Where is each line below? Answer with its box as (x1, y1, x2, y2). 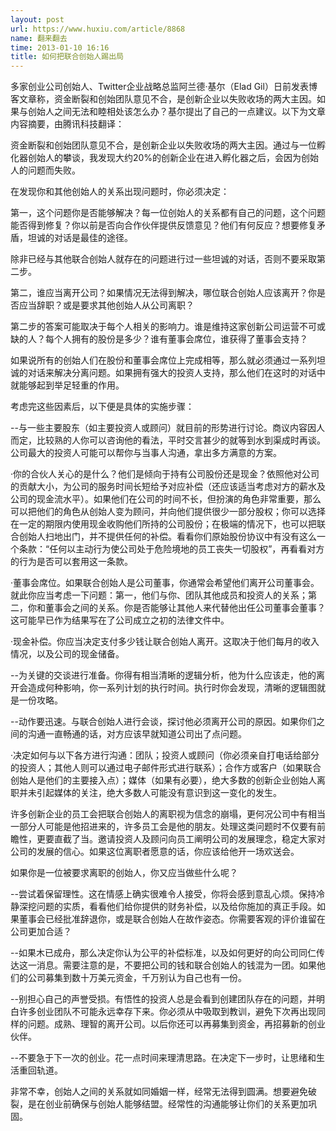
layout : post (10, 14, 65, 25)
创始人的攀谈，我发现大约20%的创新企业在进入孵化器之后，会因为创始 (27, 152, 320, 164)
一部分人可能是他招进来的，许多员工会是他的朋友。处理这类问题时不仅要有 (10, 821, 317, 833)
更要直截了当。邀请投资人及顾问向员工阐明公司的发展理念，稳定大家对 (36, 833, 326, 845)
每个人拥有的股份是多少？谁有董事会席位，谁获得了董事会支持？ (44, 333, 308, 345)
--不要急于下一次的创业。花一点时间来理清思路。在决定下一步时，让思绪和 (10, 1052, 317, 1064)
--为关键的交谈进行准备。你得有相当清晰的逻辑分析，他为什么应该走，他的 (10, 669, 317, 681)
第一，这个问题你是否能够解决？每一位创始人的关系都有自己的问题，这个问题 (10, 207, 326, 219)
